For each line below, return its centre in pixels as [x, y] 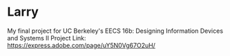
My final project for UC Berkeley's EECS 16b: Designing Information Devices [115, 31]
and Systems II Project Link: [47, 38]
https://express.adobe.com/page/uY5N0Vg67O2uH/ [81, 45]
